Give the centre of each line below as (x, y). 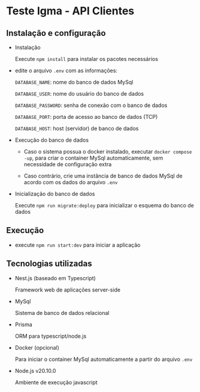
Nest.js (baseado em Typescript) (55, 278)
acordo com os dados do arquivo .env (71, 182)
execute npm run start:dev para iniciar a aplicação (78, 245)
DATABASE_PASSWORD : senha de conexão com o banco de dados (91, 105)
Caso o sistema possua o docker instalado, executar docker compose (108, 151)
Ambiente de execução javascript (56, 382)
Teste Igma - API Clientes (70, 11)
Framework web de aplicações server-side (68, 290)
